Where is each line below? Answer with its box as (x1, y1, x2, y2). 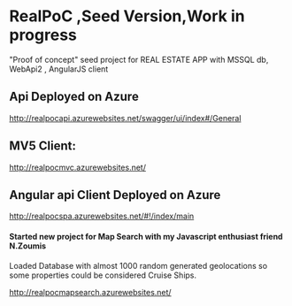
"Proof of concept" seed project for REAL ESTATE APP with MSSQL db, (9, 54, 269, 65)
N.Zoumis (9, 241, 47, 251)
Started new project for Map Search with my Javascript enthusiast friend (9, 231, 283, 241)
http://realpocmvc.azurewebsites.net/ (9, 162, 146, 172)
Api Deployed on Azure (9, 89, 139, 104)
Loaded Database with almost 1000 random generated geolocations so (9, 260, 268, 271)
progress (9, 25, 77, 45)
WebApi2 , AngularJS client (9, 64, 109, 74)
